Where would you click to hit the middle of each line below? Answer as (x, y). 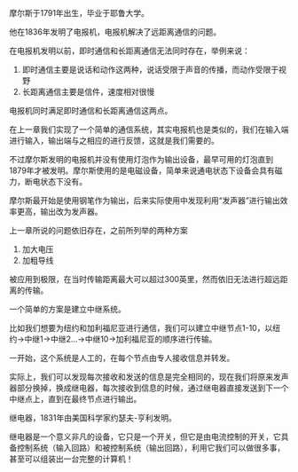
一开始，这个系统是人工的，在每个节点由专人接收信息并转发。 (122, 358)
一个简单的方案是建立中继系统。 (67, 309)
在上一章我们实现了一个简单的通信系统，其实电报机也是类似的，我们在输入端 (149, 130)
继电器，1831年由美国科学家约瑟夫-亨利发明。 (93, 418)
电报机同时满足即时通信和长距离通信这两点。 (91, 110)
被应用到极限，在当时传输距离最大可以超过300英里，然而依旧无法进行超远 (145, 279)
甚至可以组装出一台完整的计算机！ (71, 459)
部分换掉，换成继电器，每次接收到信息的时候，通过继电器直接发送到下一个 (153, 388)
